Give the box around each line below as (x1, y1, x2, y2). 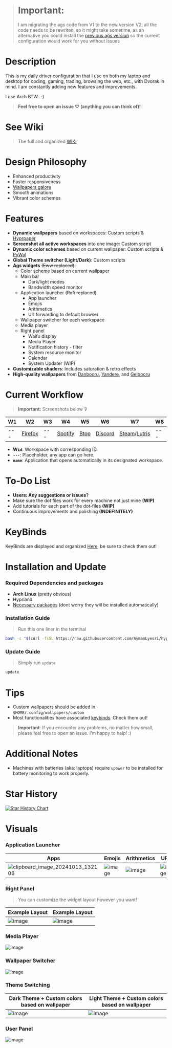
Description (5, 56, 56, 68)
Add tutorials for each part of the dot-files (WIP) (12, 503, 115, 509)
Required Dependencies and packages (5, 579, 103, 586)
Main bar (20, 273, 39, 279)
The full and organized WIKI (17, 138, 77, 144)
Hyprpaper (12, 235, 36, 241)
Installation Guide (5, 614, 50, 621)
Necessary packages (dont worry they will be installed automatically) (12, 601, 159, 608)
